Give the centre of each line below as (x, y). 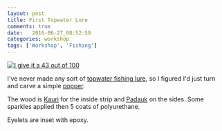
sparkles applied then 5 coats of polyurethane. (74, 107)
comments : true (29, 26)
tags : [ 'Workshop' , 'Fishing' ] (52, 46)
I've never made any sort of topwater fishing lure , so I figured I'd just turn (111, 79)
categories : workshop (38, 39)
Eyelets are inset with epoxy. (48, 120)
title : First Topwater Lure (48, 20)
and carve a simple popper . (46, 86)
